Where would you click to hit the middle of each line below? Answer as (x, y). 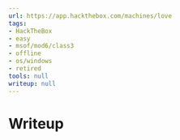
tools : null (28, 76)
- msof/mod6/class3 (41, 46)
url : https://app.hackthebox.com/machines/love (90, 16)
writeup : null (32, 83)
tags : (17, 23)
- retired (25, 69)
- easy (19, 38)
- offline (25, 53)
